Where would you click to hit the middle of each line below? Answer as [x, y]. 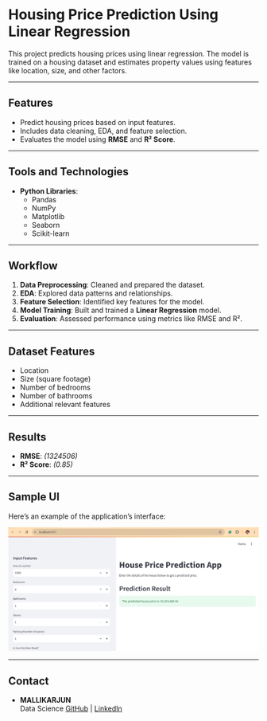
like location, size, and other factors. [68, 70]
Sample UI [34, 497]
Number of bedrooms [55, 387]
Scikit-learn [50, 233]
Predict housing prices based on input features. [98, 122]
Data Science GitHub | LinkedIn [71, 709]
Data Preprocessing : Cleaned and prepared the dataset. [112, 285]
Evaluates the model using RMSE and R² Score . [98, 139]
